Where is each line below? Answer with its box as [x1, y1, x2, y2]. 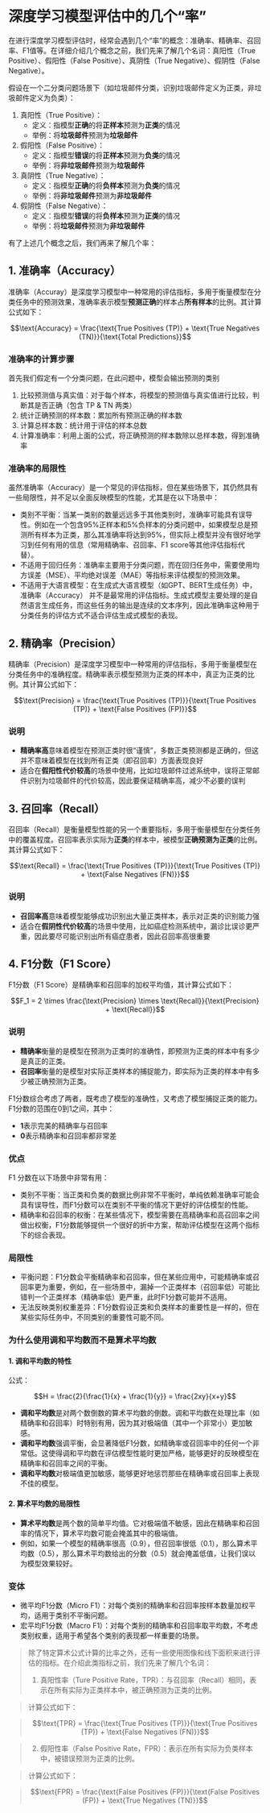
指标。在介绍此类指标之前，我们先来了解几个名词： [42, 1657, 211, 1667]
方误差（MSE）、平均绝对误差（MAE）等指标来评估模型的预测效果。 [19, 570, 245, 580]
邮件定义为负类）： [14, 93, 76, 102]
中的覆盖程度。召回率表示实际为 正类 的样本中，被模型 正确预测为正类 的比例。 [8, 835, 262, 845]
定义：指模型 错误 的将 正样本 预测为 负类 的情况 [31, 150, 181, 160]
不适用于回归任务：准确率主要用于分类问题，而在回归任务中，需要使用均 [19, 560, 260, 570]
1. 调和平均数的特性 [8, 1356, 72, 1366]
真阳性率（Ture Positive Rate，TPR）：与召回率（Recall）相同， [39, 1674, 250, 1685]
